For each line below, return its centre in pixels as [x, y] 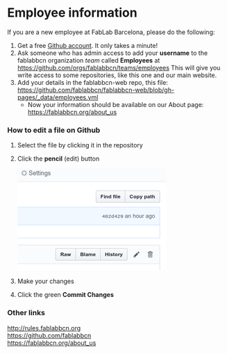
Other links [26, 313]
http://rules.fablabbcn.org [44, 328]
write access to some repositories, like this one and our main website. [117, 75]
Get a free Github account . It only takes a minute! [87, 45]
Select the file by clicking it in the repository [80, 145]
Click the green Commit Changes [66, 295]
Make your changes [45, 281]
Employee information [72, 13]
